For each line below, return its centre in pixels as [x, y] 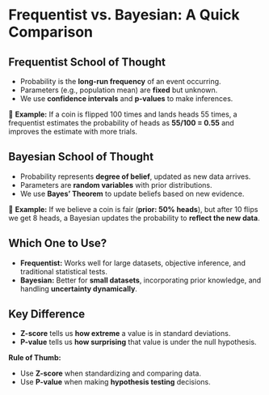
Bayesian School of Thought [81, 157]
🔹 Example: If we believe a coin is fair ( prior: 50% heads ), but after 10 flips [133, 209]
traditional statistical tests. [63, 271]
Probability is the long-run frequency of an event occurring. [120, 81]
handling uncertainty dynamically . [78, 288]
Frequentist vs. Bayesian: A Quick [124, 15]
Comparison [51, 32]
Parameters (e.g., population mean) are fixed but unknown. [119, 90]
